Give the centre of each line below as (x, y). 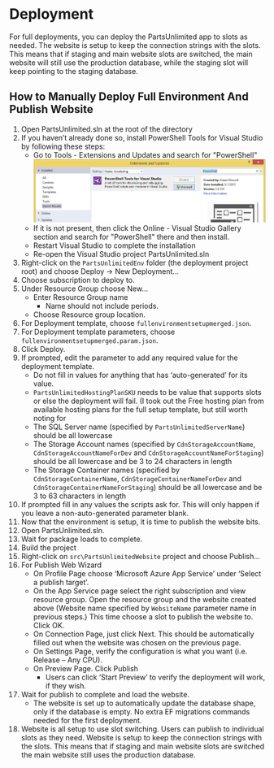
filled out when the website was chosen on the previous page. (137, 643)
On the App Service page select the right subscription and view (139, 591)
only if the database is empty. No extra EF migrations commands (141, 712)
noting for (50, 419)
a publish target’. (61, 583)
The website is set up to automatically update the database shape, (144, 703)
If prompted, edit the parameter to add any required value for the (129, 358)
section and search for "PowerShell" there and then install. (131, 237)
